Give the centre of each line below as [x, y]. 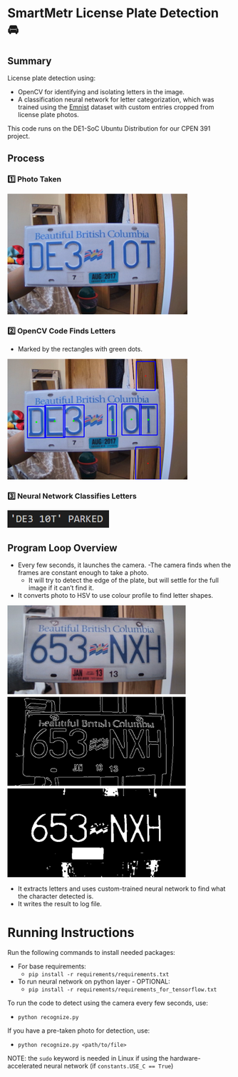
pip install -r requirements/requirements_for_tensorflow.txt [123, 990]
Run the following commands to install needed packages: [92, 952]
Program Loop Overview [62, 548]
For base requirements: [52, 966]
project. [19, 136]
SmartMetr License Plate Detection [113, 13]
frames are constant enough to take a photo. [83, 573]
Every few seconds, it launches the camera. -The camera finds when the [124, 565]
